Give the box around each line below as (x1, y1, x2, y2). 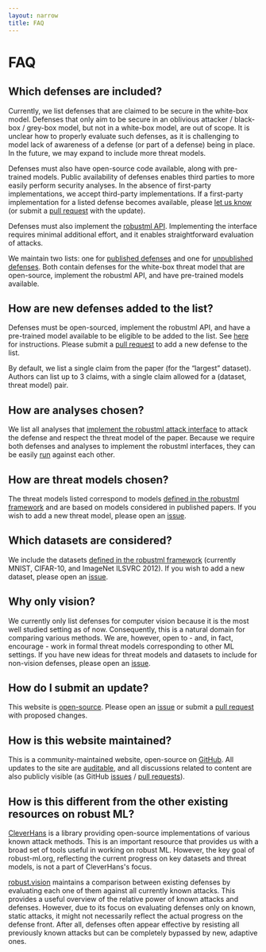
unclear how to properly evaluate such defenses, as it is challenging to (8, 131, 240, 141)
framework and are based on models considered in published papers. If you (8, 502, 256, 512)
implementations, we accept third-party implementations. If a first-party (8, 188, 244, 199)
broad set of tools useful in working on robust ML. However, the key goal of (8, 846, 256, 854)
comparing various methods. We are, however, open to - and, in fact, (8, 633, 233, 642)
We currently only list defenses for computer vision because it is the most (8, 616, 249, 625)
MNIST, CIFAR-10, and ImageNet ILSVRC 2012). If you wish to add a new (8, 563, 245, 573)
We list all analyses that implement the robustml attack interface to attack (8, 424, 249, 434)
